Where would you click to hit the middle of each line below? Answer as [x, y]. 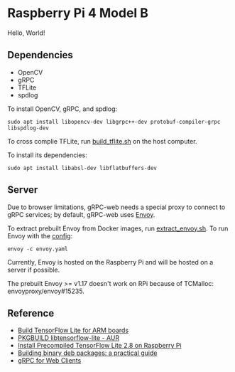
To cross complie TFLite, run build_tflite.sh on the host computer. [102, 141]
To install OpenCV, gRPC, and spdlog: [62, 109]
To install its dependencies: [47, 155]
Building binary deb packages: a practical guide [87, 353]
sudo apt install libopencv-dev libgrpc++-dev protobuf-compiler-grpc [114, 122]
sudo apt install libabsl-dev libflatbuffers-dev [82, 168]
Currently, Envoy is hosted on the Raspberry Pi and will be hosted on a [110, 262]
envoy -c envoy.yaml [38, 249]
